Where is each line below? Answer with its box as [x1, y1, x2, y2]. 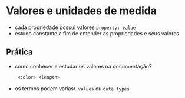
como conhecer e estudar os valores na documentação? [14, 63, 152, 70]
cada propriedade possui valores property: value [14, 24, 136, 31]
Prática [6, 47, 34, 57]
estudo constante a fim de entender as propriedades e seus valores [14, 30, 180, 37]
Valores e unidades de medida [6, 4, 157, 18]
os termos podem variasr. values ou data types [14, 84, 130, 92]
